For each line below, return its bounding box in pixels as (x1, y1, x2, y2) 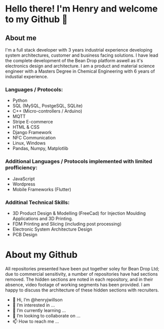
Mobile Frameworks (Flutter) (12, 186, 72, 192)
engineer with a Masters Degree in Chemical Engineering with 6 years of (5, 68, 155, 74)
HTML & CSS (12, 124, 40, 130)
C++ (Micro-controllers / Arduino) (12, 108, 83, 114)
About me (5, 34, 37, 42)
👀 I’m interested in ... (12, 302, 55, 308)
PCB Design (12, 231, 38, 237)
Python (12, 97, 28, 103)
